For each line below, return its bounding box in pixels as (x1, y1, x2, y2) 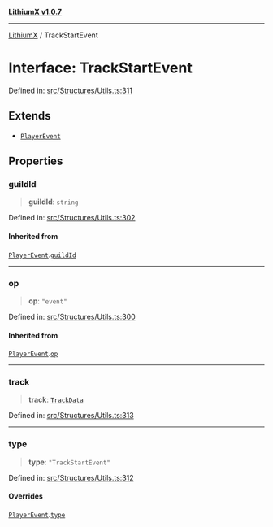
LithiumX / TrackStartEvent (8, 30, 99, 40)
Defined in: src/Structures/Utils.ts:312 (8, 473, 134, 482)
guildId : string (28, 197, 79, 207)
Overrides (8, 491, 43, 501)
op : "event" (28, 296, 67, 306)
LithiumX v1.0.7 (8, 7, 63, 16)
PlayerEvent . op (8, 349, 58, 359)
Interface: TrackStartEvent (8, 59, 193, 77)
